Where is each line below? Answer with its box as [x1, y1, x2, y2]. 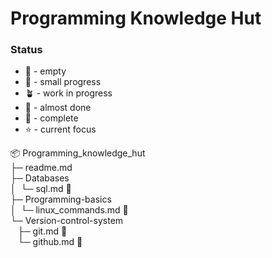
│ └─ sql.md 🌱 [10, 183, 72, 195]
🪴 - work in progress [24, 87, 113, 99]
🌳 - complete [24, 112, 79, 124]
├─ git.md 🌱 [17, 225, 68, 237]
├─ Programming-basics [10, 193, 112, 206]
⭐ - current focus [24, 123, 97, 136]
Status [10, 43, 43, 57]
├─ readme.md [10, 162, 73, 174]
